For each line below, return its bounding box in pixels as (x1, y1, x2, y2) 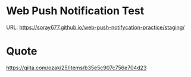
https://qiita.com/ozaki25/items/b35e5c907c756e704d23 (6, 64, 147, 71)
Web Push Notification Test (6, 4, 145, 18)
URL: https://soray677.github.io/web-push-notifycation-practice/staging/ (6, 24, 185, 31)
